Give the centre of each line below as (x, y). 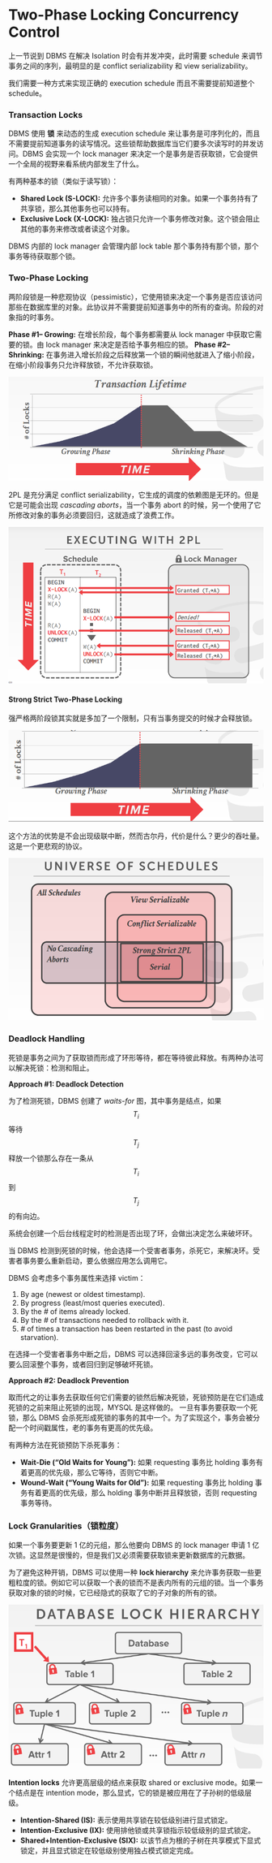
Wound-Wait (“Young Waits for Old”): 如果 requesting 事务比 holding (136, 1482)
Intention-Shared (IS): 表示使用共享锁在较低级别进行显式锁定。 (126, 1820)
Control (34, 32)
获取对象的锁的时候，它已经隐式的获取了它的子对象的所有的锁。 (115, 1593)
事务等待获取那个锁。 (44, 257)
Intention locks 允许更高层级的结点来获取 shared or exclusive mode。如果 (132, 1783)
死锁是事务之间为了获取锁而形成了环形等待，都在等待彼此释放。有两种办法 (132, 1057)
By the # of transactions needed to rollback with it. (104, 1320)
